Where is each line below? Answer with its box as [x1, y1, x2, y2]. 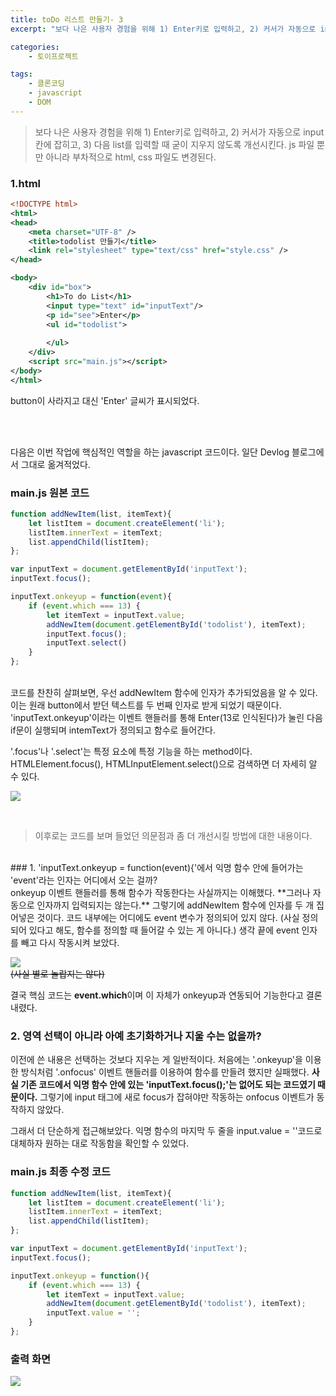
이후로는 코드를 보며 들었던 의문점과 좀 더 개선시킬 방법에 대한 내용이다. [34, 830, 313, 842]
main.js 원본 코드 [10, 486, 90, 500]
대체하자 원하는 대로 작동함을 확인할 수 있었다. [10, 1137, 190, 1150]
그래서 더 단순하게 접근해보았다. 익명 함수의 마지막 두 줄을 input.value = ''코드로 [10, 1125, 323, 1137]
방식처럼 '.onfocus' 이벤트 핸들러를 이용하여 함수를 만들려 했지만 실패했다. [20, 1066, 310, 1078]
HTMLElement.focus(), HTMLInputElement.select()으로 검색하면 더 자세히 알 [10, 758, 318, 770]
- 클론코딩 [28, 79, 65, 89]
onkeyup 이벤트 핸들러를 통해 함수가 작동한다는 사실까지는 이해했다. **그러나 [10, 887, 311, 899]
